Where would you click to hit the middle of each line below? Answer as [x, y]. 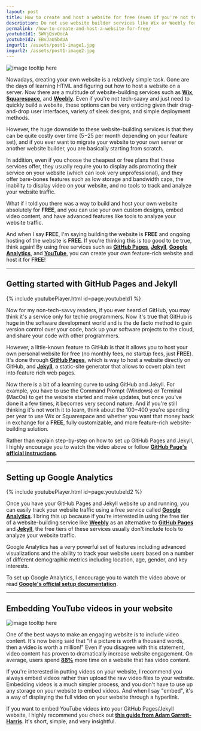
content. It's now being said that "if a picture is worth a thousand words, [95, 641]
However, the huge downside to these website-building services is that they [100, 129]
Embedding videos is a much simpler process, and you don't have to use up [100, 684]
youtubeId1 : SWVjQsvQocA [37, 34]
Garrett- [181, 715]
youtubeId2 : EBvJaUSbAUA [37, 40]
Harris [14, 721]
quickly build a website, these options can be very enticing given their [92, 105]
